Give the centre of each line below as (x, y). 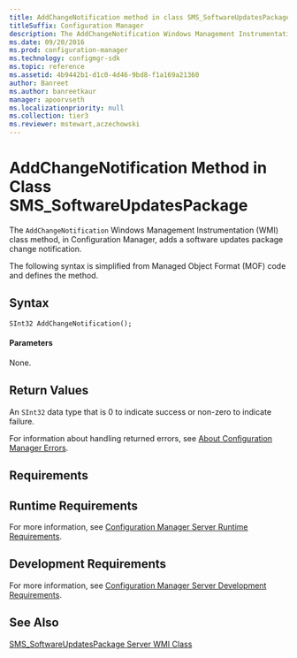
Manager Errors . (39, 448)
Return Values (49, 390)
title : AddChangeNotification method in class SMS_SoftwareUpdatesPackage (150, 17)
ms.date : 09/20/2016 (47, 42)
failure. (22, 421)
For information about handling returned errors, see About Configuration (141, 438)
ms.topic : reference (47, 67)
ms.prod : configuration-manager (69, 50)
